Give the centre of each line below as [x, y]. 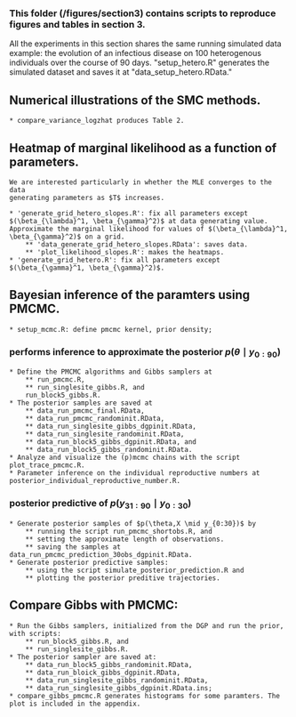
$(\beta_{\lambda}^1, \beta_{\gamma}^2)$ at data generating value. [139, 221]
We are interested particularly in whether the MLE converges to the [141, 182]
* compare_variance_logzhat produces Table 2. [97, 121]
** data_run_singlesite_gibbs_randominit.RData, [117, 680]
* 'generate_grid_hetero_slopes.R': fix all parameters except [129, 213]
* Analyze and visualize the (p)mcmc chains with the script [125, 458]
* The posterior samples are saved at [81, 403]
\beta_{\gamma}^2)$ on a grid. [67, 237]
